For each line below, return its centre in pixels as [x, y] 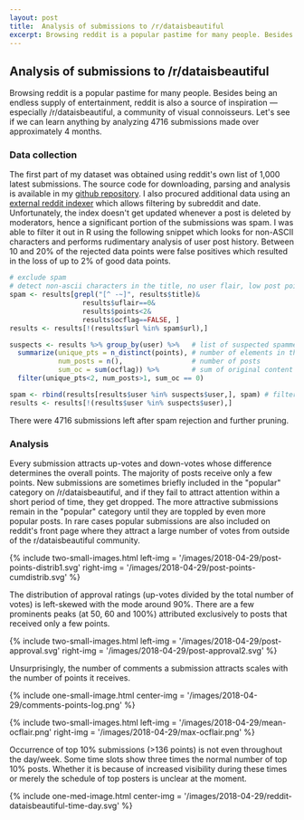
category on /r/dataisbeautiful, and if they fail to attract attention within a [145, 492]
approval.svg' [35, 651]
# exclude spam [38, 278]
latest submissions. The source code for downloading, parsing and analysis [150, 184]
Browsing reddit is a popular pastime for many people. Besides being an [143, 93]
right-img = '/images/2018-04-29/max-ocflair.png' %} [155, 732]
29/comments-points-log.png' [66, 705]
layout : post [34, 18]
